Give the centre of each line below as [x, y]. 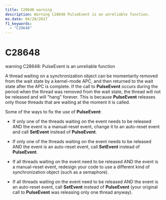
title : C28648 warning [29, 10]
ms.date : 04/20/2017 [27, 19]
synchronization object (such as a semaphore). [60, 172]
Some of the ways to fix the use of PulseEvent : [53, 112]
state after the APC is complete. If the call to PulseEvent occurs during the [82, 87]
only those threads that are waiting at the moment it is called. [68, 102]
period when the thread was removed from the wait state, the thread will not [83, 92]
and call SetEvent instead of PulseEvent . [54, 132]
